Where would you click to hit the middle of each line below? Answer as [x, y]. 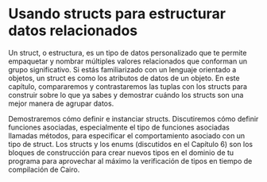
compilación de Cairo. [44, 169]
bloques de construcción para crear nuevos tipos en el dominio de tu [121, 153]
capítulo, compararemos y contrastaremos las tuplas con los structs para [128, 86]
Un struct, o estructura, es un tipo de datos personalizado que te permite [128, 52]
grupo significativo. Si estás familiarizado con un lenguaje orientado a [122, 69]
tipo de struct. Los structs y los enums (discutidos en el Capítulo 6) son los [130, 144]
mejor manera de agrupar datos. [61, 103]
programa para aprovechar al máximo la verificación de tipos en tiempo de [130, 161]
